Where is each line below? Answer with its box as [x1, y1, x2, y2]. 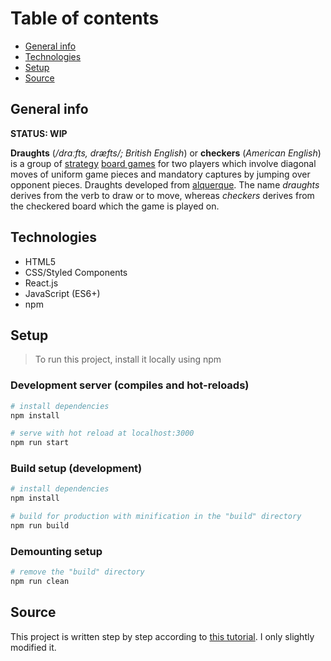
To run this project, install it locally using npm [34, 353, 222, 366]
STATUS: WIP [10, 127, 68, 139]
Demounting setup [10, 544, 103, 558]
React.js [24, 277, 59, 289]
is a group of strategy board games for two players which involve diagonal [10, 157, 317, 169]
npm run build [10, 521, 70, 531]
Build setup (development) [10, 462, 143, 476]
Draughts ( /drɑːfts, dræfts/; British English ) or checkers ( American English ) [10, 147, 322, 159]
